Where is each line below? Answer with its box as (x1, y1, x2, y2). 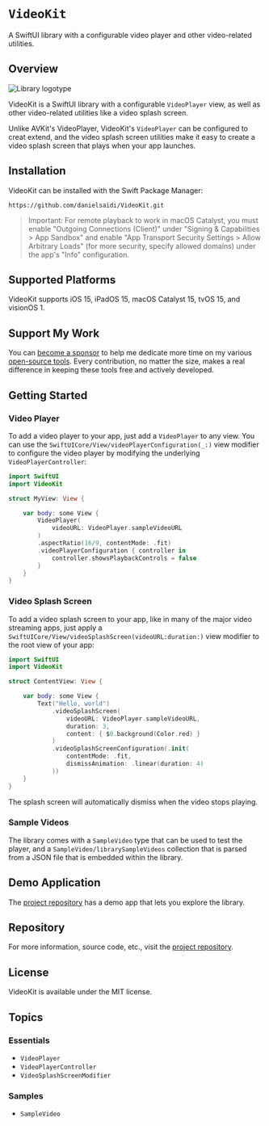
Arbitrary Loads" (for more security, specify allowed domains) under (27, 241, 256, 250)
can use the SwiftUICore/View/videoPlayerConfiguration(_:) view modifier (8, 439, 260, 449)
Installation (8, 164, 66, 178)
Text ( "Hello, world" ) (37, 700, 111, 708)
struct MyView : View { (8, 494, 85, 502)
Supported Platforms (8, 273, 116, 287)
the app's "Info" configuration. (27, 250, 129, 259)
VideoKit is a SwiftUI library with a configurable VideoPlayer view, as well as (8, 99, 261, 109)
